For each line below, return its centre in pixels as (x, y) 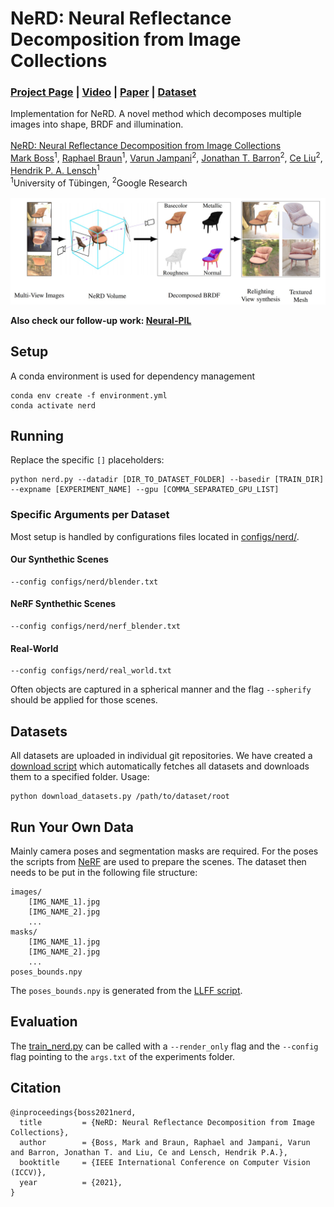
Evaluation (44, 1022)
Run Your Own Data (72, 827)
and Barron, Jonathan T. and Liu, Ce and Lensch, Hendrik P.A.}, (149, 1152)
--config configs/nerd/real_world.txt (91, 671)
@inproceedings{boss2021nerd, (73, 1112)
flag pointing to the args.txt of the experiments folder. (122, 1056)
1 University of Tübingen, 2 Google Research (99, 182)
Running (37, 435)
